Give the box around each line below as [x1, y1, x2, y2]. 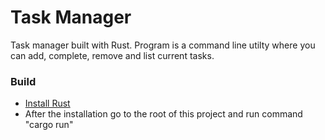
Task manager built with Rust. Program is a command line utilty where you [10, 39, 316, 51]
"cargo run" [24, 119, 74, 131]
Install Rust [24, 97, 71, 110]
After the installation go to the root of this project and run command [24, 108, 303, 120]
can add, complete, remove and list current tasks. [10, 49, 215, 61]
